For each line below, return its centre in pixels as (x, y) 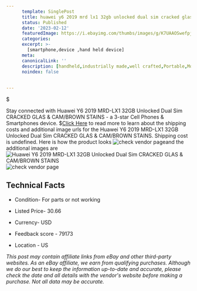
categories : (36, 39)
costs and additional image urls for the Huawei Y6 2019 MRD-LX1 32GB (92, 129)
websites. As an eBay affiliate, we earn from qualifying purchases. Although (98, 263)
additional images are (32, 148)
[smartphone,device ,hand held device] (76, 50)
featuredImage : (40, 34)
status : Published (44, 22)
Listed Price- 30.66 (38, 211)
